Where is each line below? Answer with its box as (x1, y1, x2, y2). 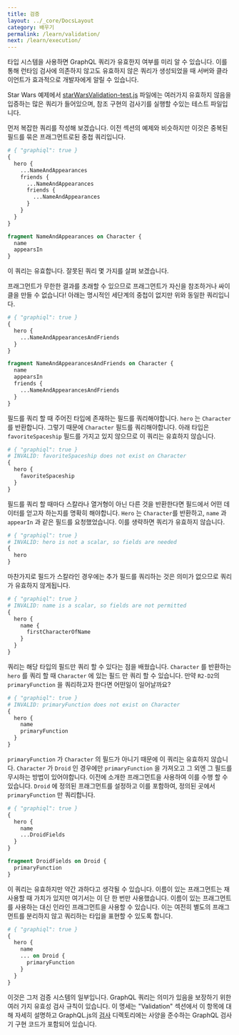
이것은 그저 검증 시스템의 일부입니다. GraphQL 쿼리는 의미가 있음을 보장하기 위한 (7, 993, 232, 1001)
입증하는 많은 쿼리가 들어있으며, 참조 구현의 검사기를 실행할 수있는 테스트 (7, 99, 209, 108)
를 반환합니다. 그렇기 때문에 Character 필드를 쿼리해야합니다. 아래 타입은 (7, 422, 209, 431)
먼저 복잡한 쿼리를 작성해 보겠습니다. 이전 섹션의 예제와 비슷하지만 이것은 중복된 (7, 124, 228, 132)
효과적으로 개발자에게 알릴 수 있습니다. (31, 76, 139, 84)
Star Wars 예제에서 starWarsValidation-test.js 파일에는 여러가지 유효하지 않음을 (7, 91, 232, 99)
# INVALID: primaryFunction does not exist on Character (7, 701, 180, 708)
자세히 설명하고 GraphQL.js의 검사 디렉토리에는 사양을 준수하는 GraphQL (14, 1011, 219, 1019)
